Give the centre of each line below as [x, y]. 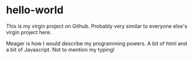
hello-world [35, 10]
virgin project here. [29, 32]
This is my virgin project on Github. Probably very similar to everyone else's [97, 26]
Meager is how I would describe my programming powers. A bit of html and [97, 43]
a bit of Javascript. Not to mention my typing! [60, 49]
